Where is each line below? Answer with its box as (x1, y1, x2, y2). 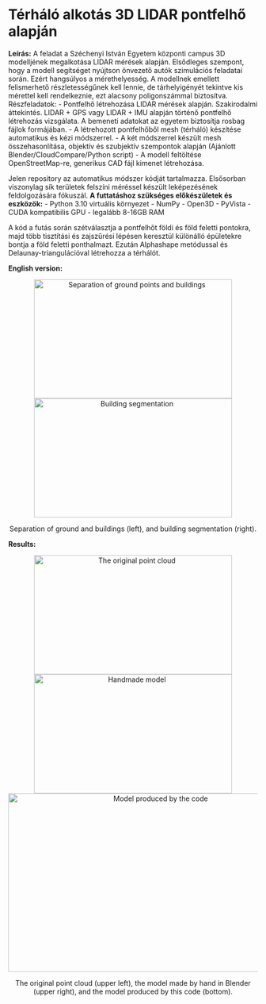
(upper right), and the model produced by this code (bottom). (32, 987, 234, 996)
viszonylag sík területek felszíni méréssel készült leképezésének (8, 182, 218, 191)
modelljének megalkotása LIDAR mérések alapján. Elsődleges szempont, (8, 57, 245, 67)
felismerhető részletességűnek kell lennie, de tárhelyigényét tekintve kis (8, 82, 244, 92)
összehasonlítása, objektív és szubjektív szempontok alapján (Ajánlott (8, 141, 236, 151)
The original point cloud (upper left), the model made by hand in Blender (15, 978, 251, 987)
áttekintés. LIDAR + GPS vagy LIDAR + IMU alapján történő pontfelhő (8, 107, 232, 117)
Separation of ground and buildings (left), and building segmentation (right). (9, 524, 257, 533)
